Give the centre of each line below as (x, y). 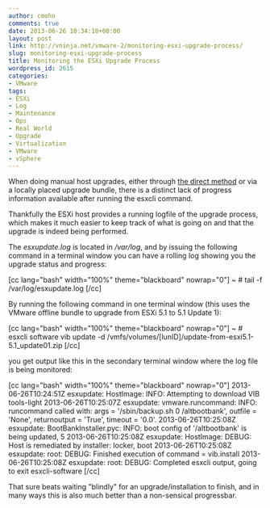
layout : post (30, 38)
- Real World (30, 128)
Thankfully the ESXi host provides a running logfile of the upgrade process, (133, 214)
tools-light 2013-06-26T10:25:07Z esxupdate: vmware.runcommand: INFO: (133, 403)
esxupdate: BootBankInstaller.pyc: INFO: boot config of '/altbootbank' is (128, 428)
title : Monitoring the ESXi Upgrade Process (84, 61)
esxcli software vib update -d (57, 337)
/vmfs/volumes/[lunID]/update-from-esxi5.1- (181, 337)
